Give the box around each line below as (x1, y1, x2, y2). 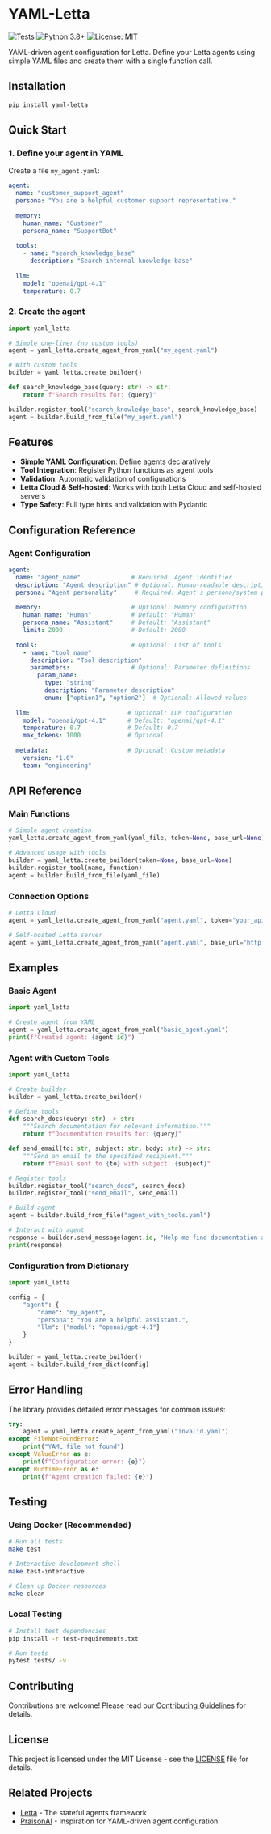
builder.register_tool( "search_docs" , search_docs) (8, 1182, 186, 1190)
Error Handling (8, 1383, 83, 1397)
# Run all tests (8, 1538, 63, 1546)
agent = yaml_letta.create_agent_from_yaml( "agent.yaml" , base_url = (8, 938, 244, 947)
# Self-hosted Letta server (8, 931, 103, 939)
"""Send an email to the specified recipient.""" (23, 1152, 194, 1160)
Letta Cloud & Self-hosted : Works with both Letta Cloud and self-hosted (19, 482, 262, 492)
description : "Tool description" (29, 656, 143, 664)
